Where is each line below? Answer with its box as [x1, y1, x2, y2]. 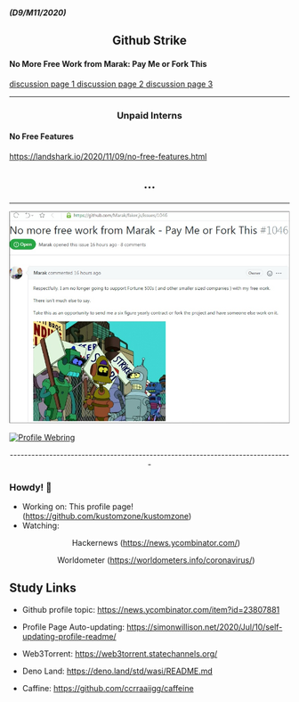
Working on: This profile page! [21, 500, 133, 512]
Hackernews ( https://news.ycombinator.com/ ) [71, 537, 241, 548]
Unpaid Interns [117, 109, 182, 121]
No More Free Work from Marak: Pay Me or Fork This [9, 58, 207, 69]
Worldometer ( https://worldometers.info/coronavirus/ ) [57, 554, 255, 566]
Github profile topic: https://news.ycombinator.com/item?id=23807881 [21, 604, 280, 615]
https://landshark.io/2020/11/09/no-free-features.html [9, 151, 207, 161]
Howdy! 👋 [9, 481, 53, 493]
